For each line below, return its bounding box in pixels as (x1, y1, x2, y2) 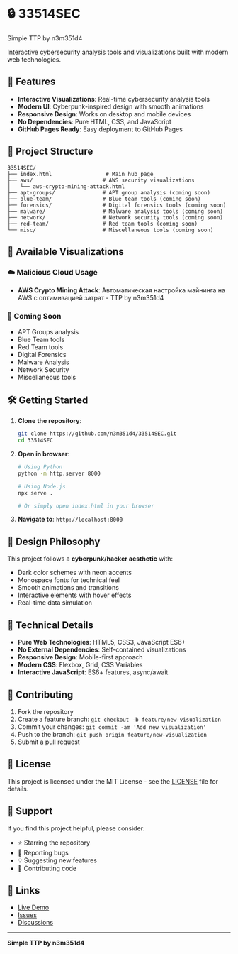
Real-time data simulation (17, 598, 93, 607)
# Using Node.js (17, 483, 66, 490)
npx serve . (17, 489, 53, 497)
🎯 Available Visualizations (7, 246, 124, 258)
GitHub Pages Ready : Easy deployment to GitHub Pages (17, 125, 183, 133)
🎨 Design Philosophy (7, 535, 101, 547)
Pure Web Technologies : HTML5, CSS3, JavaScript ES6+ (17, 638, 186, 647)
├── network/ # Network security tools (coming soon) (7, 214, 223, 221)
